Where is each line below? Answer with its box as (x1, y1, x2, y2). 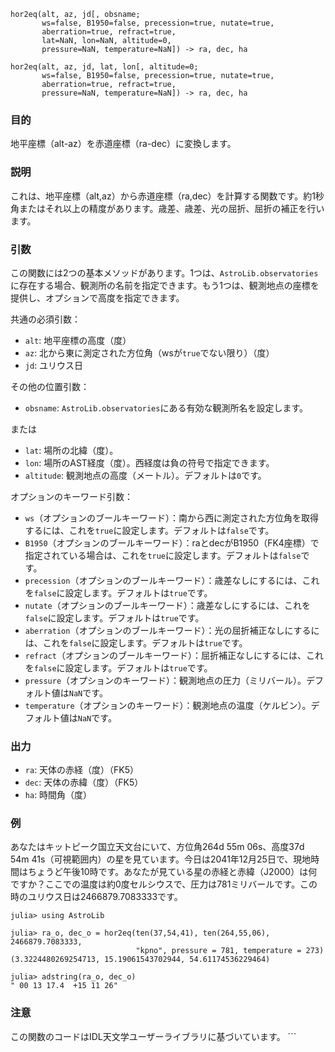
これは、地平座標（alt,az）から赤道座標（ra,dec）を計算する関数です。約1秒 (10, 190, 325, 202)
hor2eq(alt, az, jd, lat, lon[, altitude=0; (10, 62, 199, 72)
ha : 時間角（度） (24, 789, 93, 801)
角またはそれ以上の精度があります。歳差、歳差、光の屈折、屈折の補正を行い (10, 202, 325, 214)
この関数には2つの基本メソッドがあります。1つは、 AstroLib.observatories (10, 266, 319, 279)
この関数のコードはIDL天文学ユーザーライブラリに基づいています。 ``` (10, 1030, 297, 1042)
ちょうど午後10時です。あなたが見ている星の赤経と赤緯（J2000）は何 (27, 866, 318, 878)
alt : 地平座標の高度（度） (24, 334, 132, 346)
